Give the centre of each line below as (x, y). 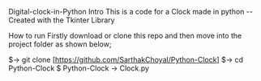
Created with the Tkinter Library (62, 20)
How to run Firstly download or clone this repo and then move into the (125, 36)
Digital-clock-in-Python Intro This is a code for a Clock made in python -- (131, 12)
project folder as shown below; (60, 44)
